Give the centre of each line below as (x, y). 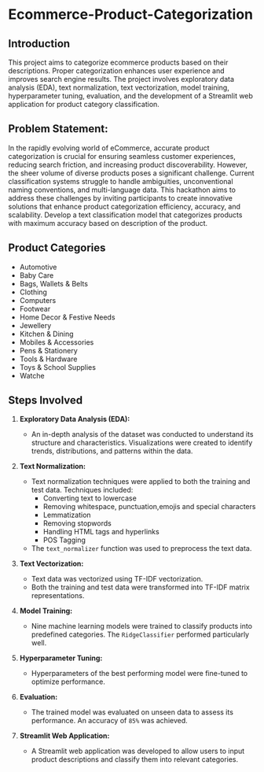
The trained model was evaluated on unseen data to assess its (132, 712)
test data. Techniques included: (82, 490)
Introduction (39, 44)
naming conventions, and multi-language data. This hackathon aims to (122, 190)
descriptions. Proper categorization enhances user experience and (116, 71)
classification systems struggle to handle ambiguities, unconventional (121, 181)
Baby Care (37, 275)
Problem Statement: (58, 129)
